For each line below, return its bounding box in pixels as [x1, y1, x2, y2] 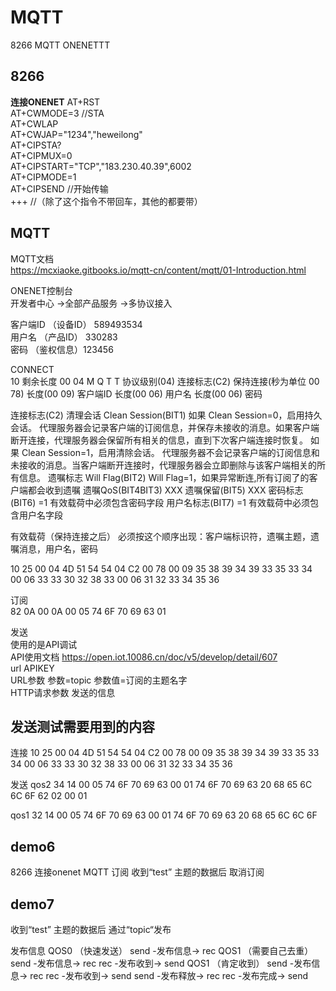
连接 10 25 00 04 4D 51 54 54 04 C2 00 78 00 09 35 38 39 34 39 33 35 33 [10, 747, 320, 759]
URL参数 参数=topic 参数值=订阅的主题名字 [10, 674, 188, 686]
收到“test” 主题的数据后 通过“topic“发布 [10, 924, 172, 935]
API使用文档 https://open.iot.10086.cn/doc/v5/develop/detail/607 [10, 651, 278, 663]
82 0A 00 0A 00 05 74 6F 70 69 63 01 [10, 605, 167, 617]
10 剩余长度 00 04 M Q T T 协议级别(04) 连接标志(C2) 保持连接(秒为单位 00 [10, 375, 320, 387]
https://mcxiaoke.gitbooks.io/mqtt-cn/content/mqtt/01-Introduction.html [10, 264, 307, 276]
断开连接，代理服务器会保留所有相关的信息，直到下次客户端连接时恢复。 [10, 434, 308, 446]
